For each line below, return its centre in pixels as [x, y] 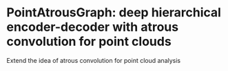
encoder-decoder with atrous [93, 27]
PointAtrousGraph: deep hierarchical [114, 13]
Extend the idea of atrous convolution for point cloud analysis [94, 60]
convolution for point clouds [89, 42]
